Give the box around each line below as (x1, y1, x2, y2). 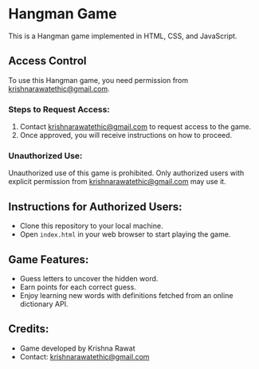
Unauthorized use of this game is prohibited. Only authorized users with (8, 168, 245, 178)
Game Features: (8, 253, 89, 266)
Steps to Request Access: (8, 104, 110, 115)
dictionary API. (19, 299, 69, 308)
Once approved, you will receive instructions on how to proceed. (19, 131, 233, 140)
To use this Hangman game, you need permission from (8, 75, 189, 84)
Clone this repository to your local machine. (19, 221, 163, 231)
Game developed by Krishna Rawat (19, 343, 135, 353)
